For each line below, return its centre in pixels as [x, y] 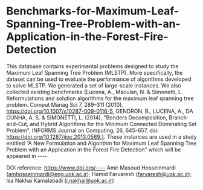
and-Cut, [18, 124]
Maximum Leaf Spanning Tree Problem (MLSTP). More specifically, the [95, 72]
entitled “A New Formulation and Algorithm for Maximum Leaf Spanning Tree [101, 143]
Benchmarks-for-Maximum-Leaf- [93, 11]
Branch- [179, 117]
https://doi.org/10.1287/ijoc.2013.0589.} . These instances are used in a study [102, 136]
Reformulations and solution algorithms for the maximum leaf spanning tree [100, 98]
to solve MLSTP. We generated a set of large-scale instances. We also [94, 85]
